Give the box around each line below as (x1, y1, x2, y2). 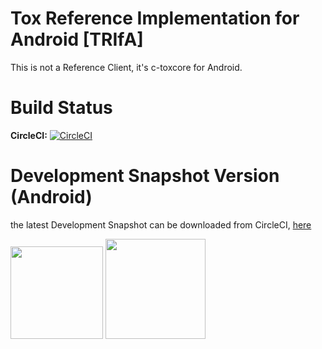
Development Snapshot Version (10, 165, 280, 187)
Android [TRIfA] (10, 28, 144, 51)
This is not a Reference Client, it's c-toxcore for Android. (10, 61, 243, 73)
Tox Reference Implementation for (10, 7, 300, 30)
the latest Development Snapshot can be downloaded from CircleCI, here (10, 218, 312, 231)
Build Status (10, 97, 113, 119)
